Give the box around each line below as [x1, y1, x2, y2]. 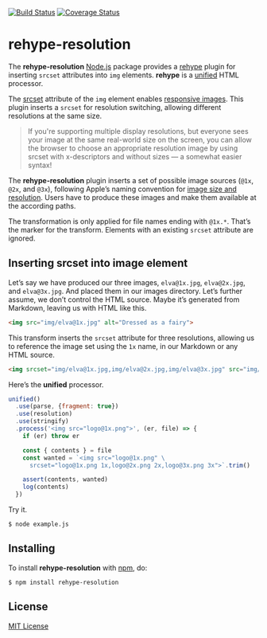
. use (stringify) [15, 417, 69, 425]
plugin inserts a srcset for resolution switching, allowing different [8, 102, 222, 112]
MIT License [8, 621, 49, 631]
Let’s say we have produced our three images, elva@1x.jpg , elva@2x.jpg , [8, 277, 246, 287]
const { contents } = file [22, 446, 112, 454]
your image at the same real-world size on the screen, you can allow [27, 135, 253, 144]
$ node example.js [8, 520, 69, 528]
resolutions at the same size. [8, 111, 103, 120]
